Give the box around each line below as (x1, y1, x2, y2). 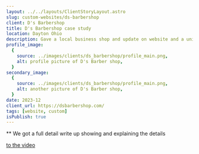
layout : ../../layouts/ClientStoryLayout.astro (6, 8, 126, 15)
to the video (6, 142, 36, 149)
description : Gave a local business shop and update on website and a (6, 36, 184, 42)
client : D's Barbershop (6, 20, 65, 26)
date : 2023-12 (6, 97, 41, 103)
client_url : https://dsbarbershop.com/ (6, 102, 105, 109)
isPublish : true (6, 114, 46, 120)
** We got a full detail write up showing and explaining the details (6, 130, 166, 137)
